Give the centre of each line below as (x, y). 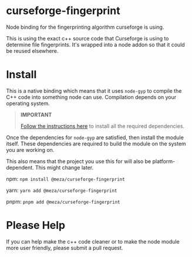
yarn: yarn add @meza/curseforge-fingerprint (62, 190)
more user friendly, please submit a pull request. (65, 248)
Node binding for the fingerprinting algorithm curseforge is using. (85, 27)
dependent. (20, 167)
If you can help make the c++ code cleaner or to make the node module (93, 241)
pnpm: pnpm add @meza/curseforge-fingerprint (63, 201)
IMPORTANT (36, 114)
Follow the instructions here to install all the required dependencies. (102, 126)
